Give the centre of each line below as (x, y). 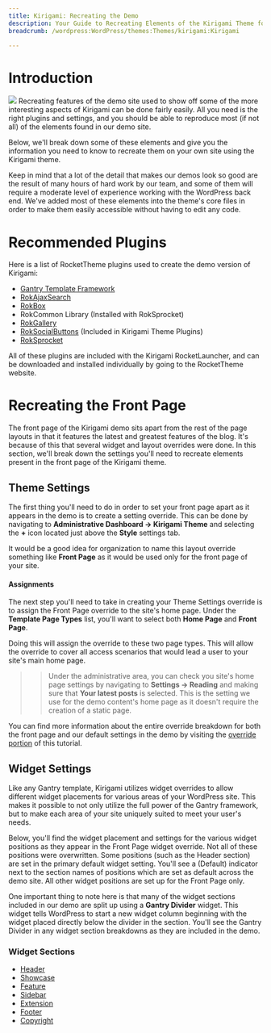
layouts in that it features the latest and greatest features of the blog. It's (128, 437)
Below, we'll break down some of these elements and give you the (118, 143)
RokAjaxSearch (45, 297)
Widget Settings (50, 769)
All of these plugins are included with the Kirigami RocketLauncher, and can (134, 356)
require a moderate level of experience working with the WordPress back (130, 192)
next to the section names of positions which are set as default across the (131, 872)
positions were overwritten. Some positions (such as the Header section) (129, 855)
